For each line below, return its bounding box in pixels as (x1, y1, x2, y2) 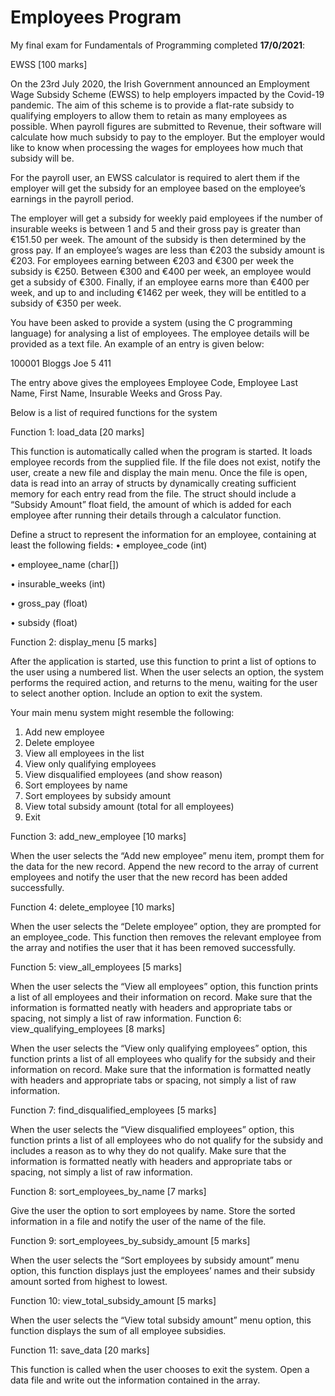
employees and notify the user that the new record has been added (10, 871, 288, 883)
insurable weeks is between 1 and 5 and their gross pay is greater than (10, 222, 302, 235)
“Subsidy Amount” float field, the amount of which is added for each (10, 498, 292, 510)
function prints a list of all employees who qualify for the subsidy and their (10, 1052, 316, 1065)
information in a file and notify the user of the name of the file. (10, 1215, 267, 1227)
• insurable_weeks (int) (10, 577, 106, 590)
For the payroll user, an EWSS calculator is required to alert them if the (10, 171, 300, 183)
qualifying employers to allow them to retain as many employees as (10, 109, 288, 121)
